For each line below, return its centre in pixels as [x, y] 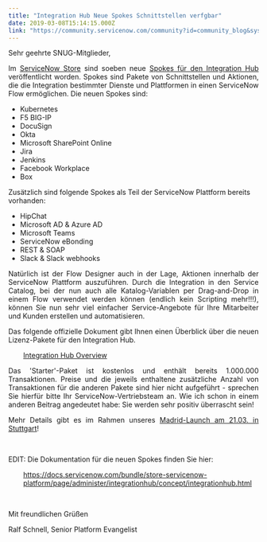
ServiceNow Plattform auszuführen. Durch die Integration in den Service [133, 283]
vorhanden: [27, 201]
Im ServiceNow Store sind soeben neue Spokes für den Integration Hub [133, 68]
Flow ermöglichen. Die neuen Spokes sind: [78, 94]
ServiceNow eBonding [56, 242]
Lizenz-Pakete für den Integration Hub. [72, 340]
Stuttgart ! [24, 429]
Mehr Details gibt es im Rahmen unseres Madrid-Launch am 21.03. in [134, 420]
